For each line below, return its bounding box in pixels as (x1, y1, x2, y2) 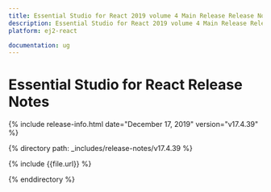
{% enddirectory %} (8, 174, 75, 185)
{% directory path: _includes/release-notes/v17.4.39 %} (8, 144, 194, 153)
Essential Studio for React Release (8, 76, 244, 94)
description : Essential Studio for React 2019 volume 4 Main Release (8, 19, 248, 27)
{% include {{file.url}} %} (8, 159, 92, 169)
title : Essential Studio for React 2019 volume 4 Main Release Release (8, 11, 254, 20)
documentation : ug (8, 41, 70, 49)
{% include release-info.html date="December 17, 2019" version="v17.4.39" (8, 120, 259, 129)
